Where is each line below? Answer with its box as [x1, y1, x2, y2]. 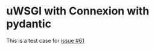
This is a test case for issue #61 [6, 37, 84, 44]
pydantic [6, 17, 52, 31]
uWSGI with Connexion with [6, 4, 150, 18]
